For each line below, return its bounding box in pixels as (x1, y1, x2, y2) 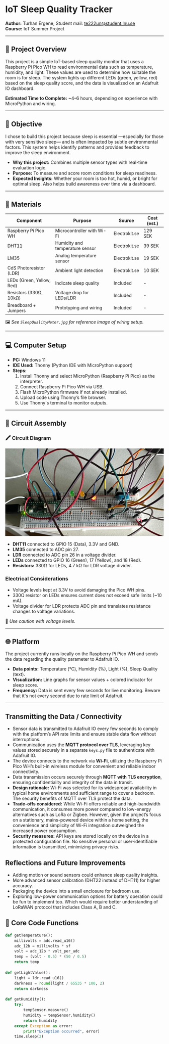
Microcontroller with (55, 228, 97, 234)
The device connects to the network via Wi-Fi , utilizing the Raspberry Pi (12, 758, 162, 764)
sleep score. (12, 682, 39, 688)
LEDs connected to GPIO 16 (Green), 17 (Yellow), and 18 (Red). (12, 557, 142, 563)
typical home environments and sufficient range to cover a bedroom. (12, 790, 155, 796)
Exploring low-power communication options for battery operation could (12, 893, 162, 899)
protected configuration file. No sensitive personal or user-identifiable (12, 838, 157, 845)
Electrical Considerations (5, 575, 69, 582)
